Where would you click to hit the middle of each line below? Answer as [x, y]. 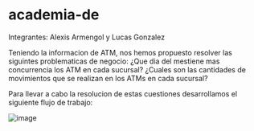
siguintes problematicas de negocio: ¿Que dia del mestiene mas [114, 61]
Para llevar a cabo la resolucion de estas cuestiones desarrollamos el [123, 93]
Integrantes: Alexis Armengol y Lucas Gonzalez [87, 37]
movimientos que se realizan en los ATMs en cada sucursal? [108, 78]
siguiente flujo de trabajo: [51, 102]
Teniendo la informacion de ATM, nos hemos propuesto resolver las [121, 52]
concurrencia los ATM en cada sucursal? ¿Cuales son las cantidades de [127, 69]
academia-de [54, 15]
